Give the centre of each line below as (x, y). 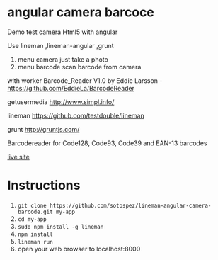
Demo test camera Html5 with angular (63, 32)
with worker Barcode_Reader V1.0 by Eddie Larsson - (85, 80)
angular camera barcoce (81, 12)
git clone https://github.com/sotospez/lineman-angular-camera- (114, 205)
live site (18, 157)
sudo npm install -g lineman (61, 227)
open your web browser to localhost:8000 (79, 249)
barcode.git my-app (46, 212)
